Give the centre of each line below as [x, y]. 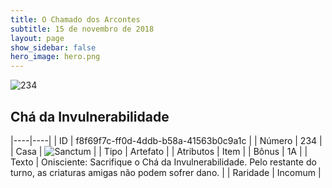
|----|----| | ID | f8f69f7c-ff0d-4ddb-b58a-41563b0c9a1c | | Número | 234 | [166, 140]
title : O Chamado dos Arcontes [75, 19]
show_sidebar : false [53, 47]
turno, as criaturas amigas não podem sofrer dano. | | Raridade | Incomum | [166, 172]
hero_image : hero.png [55, 57]
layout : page [37, 38]
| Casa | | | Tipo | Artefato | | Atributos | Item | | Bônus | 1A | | [159, 151]
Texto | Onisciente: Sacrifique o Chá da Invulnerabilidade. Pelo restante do [163, 162]
